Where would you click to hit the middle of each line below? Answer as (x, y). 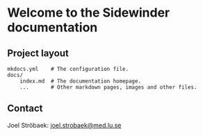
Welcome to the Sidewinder (89, 13)
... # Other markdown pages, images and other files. (108, 87)
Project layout (38, 53)
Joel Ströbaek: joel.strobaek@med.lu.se (64, 125)
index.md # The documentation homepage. (80, 81)
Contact (25, 109)
